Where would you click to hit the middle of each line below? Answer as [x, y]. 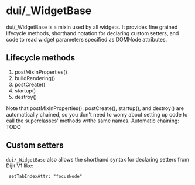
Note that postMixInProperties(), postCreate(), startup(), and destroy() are [95, 108]
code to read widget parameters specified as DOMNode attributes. [87, 39]
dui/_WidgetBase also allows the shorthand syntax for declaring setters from [97, 159]
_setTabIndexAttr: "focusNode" [44, 176]
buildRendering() [35, 78]
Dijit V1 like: [20, 166]
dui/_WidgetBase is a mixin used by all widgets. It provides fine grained [92, 27]
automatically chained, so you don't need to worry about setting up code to [97, 114]
